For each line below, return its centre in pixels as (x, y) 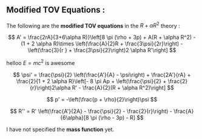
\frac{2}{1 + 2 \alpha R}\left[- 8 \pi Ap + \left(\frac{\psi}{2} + (91, 81)
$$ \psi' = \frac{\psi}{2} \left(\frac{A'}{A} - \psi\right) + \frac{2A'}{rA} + (102, 75)
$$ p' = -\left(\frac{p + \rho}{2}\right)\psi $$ (102, 100)
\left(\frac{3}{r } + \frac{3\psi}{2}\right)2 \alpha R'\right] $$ (102, 50)
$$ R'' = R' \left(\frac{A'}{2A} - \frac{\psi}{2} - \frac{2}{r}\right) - (91, 111)
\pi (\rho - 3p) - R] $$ (117, 118)
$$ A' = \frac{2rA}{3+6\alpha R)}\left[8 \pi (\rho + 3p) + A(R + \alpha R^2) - (102, 37)
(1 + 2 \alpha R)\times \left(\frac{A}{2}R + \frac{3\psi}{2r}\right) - (102, 44)
